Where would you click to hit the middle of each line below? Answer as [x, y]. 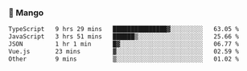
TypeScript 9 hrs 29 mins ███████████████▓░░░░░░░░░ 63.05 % [124, 30]
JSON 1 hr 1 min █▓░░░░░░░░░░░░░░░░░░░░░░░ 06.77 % [124, 44]
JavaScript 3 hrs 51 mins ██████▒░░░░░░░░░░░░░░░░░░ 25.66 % [124, 37]
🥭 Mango [26, 13]
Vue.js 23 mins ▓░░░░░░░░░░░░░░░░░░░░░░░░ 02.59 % [124, 51]
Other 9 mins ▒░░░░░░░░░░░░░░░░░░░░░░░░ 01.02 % [124, 59]
